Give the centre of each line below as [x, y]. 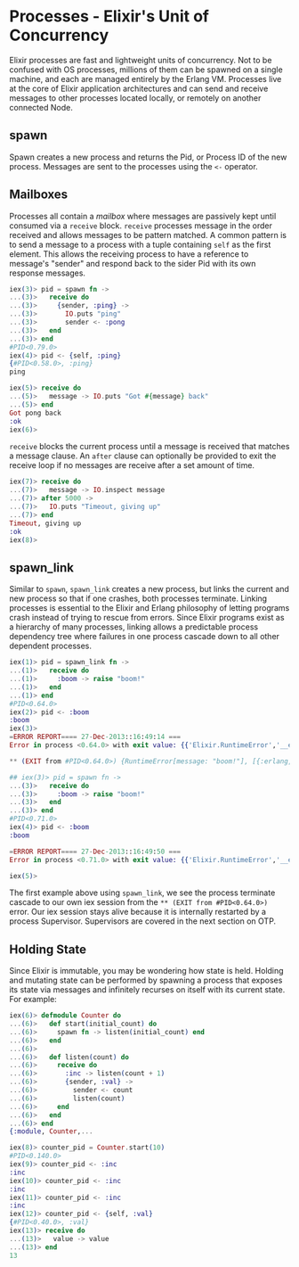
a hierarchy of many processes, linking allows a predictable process [134, 627]
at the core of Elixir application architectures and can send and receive [139, 88]
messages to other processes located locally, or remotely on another [135, 98]
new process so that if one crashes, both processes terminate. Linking [138, 598]
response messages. [48, 273]
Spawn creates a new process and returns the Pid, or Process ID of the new [148, 157]
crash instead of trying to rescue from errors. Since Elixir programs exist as [147, 618]
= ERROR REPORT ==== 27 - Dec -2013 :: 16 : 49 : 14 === [95, 737]
